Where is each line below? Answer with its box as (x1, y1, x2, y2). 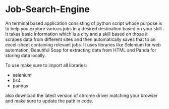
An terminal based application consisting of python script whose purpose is (5, 20, 162, 26)
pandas (12, 82, 29, 89)
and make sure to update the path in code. (5, 97, 93, 104)
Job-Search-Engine (5, 4, 90, 15)
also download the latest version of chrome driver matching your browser (5, 92, 158, 98)
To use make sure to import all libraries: (5, 62, 87, 68)
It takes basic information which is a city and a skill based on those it (5, 31, 148, 37)
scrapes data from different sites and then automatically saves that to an (5, 36, 156, 42)
